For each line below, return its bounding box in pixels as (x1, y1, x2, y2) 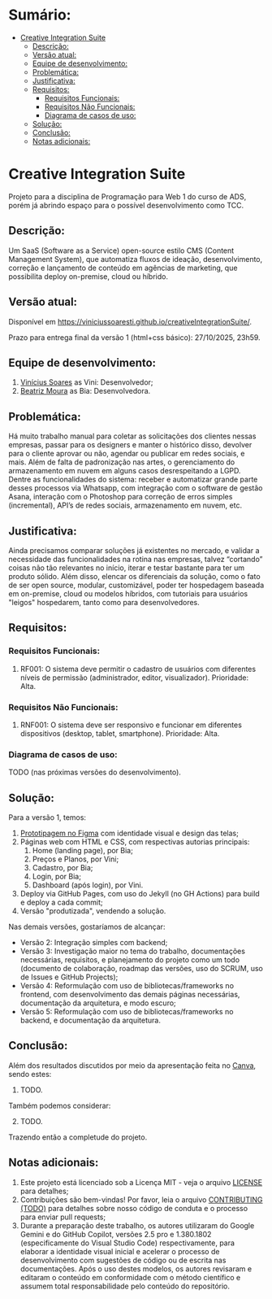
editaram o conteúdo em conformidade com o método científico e (19, 1272, 241, 1282)
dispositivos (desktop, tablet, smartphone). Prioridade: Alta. (19, 728, 220, 738)
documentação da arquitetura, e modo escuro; (19, 998, 176, 1008)
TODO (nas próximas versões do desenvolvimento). (8, 767, 181, 778)
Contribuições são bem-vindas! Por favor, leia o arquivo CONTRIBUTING (19, 1194, 263, 1205)
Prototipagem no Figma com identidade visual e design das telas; (19, 828, 240, 839)
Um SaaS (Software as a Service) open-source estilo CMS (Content (8, 246, 235, 255)
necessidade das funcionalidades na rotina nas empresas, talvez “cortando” (8, 554, 263, 564)
